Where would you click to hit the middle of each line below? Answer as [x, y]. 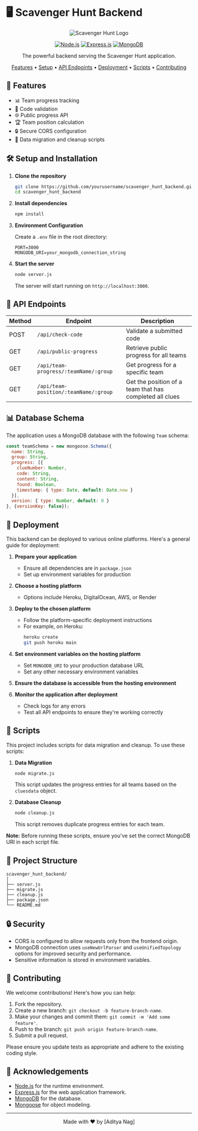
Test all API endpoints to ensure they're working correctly [93, 712]
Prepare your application [46, 557]
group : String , [30, 457]
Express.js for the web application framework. [70, 1092]
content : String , [38, 479]
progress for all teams [156, 355]
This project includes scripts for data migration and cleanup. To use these [96, 745]
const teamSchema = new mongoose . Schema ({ [59, 446]
